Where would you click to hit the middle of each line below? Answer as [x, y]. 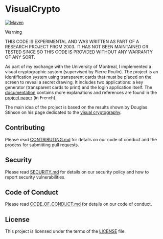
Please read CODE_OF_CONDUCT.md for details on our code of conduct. [79, 204]
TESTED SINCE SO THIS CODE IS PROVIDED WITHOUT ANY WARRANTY [79, 52]
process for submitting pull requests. [42, 145]
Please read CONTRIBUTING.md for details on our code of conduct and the [81, 139]
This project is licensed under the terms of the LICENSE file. [66, 231]
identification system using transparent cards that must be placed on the [78, 77]
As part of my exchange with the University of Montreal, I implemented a [78, 66]
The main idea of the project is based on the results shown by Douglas [76, 107]
